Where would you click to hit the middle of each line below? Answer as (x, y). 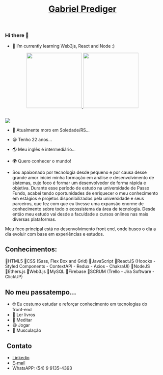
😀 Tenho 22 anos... (32, 139)
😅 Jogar (21, 325)
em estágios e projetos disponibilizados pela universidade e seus (78, 198)
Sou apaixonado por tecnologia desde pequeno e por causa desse (80, 172)
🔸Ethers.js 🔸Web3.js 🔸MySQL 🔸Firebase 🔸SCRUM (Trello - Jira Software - (80, 271)
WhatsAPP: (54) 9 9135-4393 (42, 368)
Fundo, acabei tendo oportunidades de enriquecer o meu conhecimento (85, 193)
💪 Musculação (27, 330)
